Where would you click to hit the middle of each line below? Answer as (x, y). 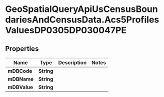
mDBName (21, 79)
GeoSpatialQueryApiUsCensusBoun (82, 9)
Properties (22, 48)
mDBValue (20, 87)
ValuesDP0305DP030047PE (66, 30)
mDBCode (20, 71)
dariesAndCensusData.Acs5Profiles (82, 20)
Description (72, 62)
